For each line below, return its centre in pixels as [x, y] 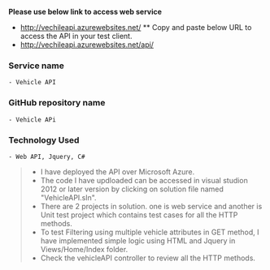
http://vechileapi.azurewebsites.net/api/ [87, 45]
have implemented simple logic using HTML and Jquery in [138, 240]
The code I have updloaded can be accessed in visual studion [144, 180]
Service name [37, 66]
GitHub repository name [57, 103]
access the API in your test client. [76, 36]
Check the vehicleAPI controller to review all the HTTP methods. [148, 258]
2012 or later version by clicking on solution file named [132, 189]
